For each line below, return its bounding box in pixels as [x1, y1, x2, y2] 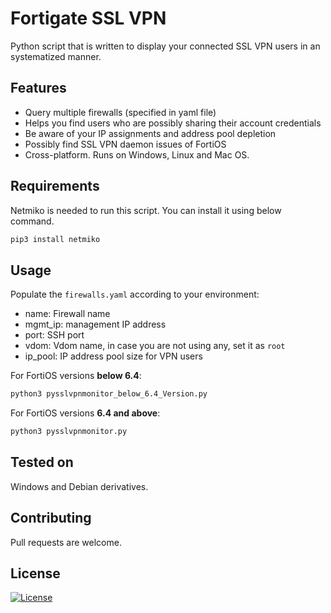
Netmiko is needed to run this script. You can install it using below [10, 204, 282, 216]
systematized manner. [10, 50, 102, 62]
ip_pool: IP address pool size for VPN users [24, 350, 203, 362]
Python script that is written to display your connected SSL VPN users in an [10, 40, 321, 52]
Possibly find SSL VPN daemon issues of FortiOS [24, 138, 227, 150]
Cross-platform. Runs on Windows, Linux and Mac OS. [24, 148, 250, 161]
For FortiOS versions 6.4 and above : [10, 407, 161, 419]
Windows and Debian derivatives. [10, 480, 149, 492]
